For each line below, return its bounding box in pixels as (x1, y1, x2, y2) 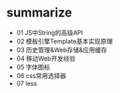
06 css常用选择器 (16, 71, 67, 80)
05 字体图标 (16, 63, 50, 71)
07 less (16, 79, 37, 87)
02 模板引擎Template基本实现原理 (16, 37, 113, 45)
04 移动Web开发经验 (16, 54, 76, 63)
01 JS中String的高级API (16, 28, 83, 37)
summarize (6, 5, 72, 21)
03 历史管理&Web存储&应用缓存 (16, 45, 108, 54)
